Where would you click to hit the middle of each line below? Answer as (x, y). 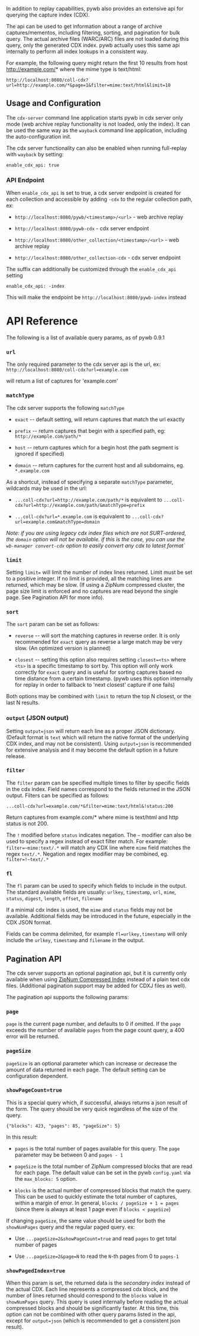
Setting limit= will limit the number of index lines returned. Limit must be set (99, 572)
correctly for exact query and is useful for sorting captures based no (98, 672)
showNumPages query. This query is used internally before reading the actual (97, 1302)
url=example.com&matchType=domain (57, 522)
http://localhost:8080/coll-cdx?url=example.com (67, 370)
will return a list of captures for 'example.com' (62, 381)
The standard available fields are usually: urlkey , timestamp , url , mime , (91, 892)
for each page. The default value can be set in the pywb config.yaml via (103, 1173)
